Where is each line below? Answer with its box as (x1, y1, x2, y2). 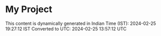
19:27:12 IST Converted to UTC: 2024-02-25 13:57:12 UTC (5, 25, 127, 31)
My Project (5, 4, 52, 15)
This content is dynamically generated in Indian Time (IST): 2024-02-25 (5, 20, 156, 26)
